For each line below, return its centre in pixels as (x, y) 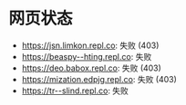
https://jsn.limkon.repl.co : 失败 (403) (90, 45)
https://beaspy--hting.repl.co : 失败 (87, 56)
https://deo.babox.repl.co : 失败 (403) (91, 68)
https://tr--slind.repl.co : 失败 (75, 91)
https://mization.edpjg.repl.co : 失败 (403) (99, 79)
